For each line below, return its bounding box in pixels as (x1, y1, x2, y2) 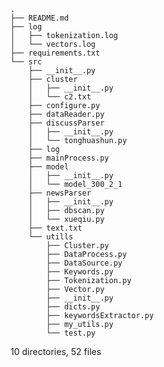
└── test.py (46, 328, 97, 338)
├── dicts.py (46, 302, 101, 312)
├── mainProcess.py (28, 153, 110, 163)
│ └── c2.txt (28, 92, 92, 102)
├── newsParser (28, 188, 92, 198)
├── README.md (10, 13, 70, 23)
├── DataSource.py (46, 258, 123, 268)
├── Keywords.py (46, 267, 114, 277)
